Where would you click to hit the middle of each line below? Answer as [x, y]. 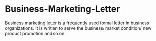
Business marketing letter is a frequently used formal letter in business [77, 23]
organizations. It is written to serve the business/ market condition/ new [78, 28]
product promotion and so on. [35, 33]
